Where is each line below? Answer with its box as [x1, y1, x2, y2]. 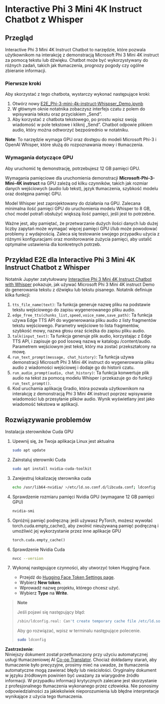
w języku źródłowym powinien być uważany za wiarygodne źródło [5, 672, 139, 678]
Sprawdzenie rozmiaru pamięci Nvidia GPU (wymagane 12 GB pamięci [12, 494, 155, 500]
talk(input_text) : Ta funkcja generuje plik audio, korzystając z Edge [12, 333, 152, 339]
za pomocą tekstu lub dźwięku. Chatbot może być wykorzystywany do [5, 57, 148, 63]
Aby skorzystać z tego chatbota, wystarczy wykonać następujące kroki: [5, 91, 151, 97]
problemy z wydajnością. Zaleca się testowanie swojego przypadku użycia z [5, 231, 160, 236]
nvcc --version [12, 556, 44, 561]
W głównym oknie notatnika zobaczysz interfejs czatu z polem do [12, 106, 145, 112]
